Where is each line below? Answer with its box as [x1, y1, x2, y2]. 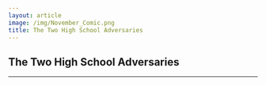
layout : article [8, 11, 62, 20]
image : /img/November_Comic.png [8, 19, 115, 27]
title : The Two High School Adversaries [8, 26, 144, 34]
